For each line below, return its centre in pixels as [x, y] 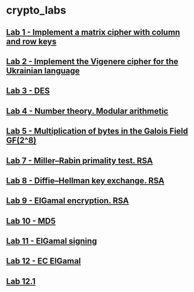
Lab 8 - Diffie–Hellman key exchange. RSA [85, 180]
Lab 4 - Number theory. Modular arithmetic [87, 111]
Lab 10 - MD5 [31, 221]
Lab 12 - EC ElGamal [44, 261]
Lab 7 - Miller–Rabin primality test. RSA [79, 161]
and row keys [31, 41]
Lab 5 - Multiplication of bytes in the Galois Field [97, 131]
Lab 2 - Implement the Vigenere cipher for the [92, 61]
